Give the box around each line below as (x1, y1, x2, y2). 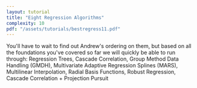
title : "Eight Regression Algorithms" (6, 15, 104, 21)
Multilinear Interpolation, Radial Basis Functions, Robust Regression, (6, 68, 176, 76)
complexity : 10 (6, 20, 45, 26)
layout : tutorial (6, 8, 50, 15)
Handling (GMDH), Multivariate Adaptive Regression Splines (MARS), (6, 62, 178, 69)
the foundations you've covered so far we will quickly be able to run (6, 49, 176, 56)
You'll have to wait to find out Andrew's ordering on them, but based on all (6, 42, 192, 50)
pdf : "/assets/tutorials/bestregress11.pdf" (6, 25, 121, 32)
